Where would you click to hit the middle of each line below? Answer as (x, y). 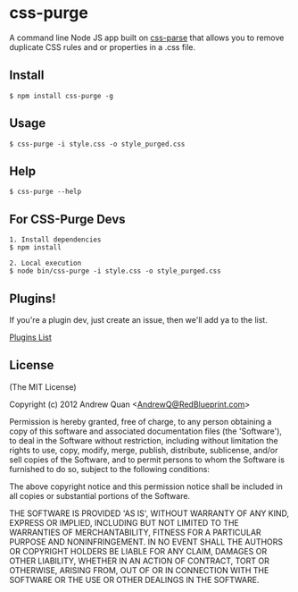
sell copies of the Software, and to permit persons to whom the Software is (147, 460)
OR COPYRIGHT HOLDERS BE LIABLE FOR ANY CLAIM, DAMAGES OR (138, 551)
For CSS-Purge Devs (68, 219)
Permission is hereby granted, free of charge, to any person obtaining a (141, 421)
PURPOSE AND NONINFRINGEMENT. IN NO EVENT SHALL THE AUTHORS (146, 541)
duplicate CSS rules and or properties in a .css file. (103, 47)
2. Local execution (46, 263)
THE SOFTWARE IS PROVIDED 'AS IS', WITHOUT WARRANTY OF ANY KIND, (149, 513)
